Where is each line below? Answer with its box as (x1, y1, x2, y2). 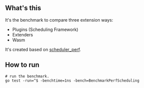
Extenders (12, 31, 33, 37)
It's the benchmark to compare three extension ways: (5, 17, 114, 23)
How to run (5, 61, 40, 69)
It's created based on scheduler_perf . (5, 46, 81, 52)
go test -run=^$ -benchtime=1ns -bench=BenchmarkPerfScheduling (5, 78, 140, 83)
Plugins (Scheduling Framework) (12, 27, 79, 32)
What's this (5, 4, 41, 12)
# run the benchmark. (5, 74, 50, 79)
